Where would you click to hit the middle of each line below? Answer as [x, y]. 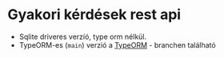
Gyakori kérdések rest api [94, 15]
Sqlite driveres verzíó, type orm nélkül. [83, 37]
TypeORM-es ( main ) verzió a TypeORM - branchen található [118, 44]
